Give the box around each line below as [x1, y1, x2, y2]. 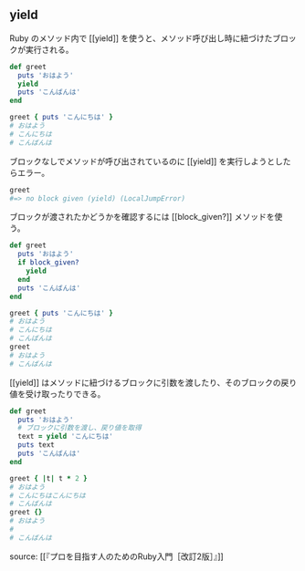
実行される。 [25, 44, 74, 55]
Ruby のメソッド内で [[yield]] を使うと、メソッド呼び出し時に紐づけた [9, 32, 273, 44]
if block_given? [17, 258, 79, 267]
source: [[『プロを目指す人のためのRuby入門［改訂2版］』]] [9, 551, 224, 562]
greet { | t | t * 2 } [9, 473, 89, 483]
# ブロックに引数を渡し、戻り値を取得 [17, 423, 142, 432]
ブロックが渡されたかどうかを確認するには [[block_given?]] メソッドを [9, 212, 275, 223]
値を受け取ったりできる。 [9, 388, 106, 400]
